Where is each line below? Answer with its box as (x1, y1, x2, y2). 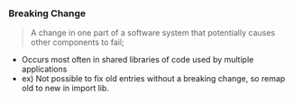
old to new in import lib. (21, 83, 110, 94)
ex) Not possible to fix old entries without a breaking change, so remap (21, 73, 286, 84)
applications (21, 64, 68, 74)
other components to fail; (30, 37, 125, 47)
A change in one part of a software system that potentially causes (30, 28, 276, 38)
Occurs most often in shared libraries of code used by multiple (21, 55, 254, 65)
